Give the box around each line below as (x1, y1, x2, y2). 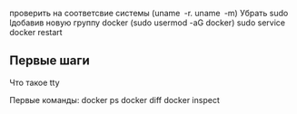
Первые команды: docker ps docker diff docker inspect (9, 94, 220, 105)
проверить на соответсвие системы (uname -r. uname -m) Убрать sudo (9, 8, 289, 18)
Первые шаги (9, 53, 90, 69)
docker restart (9, 27, 63, 37)
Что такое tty (9, 77, 61, 88)
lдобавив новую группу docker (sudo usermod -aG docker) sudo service (9, 17, 286, 28)
